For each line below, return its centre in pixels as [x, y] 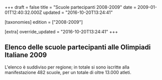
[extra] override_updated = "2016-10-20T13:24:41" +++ [61, 32]
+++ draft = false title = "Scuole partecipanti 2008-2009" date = [71, 7]
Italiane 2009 [26, 55]
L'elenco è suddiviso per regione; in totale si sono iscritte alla [67, 67]
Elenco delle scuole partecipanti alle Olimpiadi [78, 47]
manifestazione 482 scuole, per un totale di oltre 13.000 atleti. [68, 72]
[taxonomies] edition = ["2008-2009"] [44, 22]
